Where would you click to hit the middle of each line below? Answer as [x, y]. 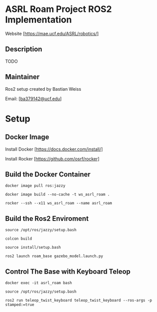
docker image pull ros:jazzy [35, 186]
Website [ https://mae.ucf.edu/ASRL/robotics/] [52, 33]
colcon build [19, 239]
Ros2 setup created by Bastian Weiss [43, 89]
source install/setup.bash [33, 248]
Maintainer [22, 77]
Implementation [39, 20]
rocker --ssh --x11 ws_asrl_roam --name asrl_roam [59, 203]
